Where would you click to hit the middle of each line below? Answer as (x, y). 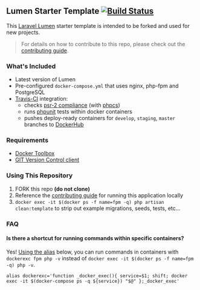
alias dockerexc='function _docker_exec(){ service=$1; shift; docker (97, 276)
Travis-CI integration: (41, 99)
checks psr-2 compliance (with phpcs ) (72, 105)
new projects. (23, 32)
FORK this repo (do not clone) (53, 189)
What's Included (31, 66)
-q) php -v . (21, 265)
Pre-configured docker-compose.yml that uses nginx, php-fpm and (97, 86)
